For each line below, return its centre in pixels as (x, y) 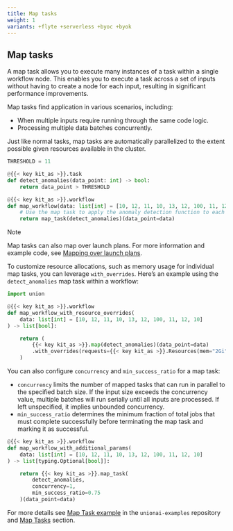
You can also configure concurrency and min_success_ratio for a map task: (114, 371)
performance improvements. (48, 94)
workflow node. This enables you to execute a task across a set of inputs (112, 79)
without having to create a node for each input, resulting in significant (106, 86)
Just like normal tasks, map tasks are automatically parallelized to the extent (116, 141)
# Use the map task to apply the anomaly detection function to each (122, 213)
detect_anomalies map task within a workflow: (73, 281)
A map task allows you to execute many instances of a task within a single (113, 72)
